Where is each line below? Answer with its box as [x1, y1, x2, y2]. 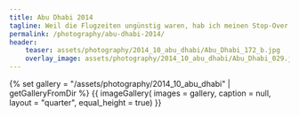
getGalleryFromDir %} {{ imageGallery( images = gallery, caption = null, [9, 88, 271, 98]
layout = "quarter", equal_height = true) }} [9, 97, 162, 107]
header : [9, 37, 38, 47]
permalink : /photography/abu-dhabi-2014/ [9, 29, 166, 38]
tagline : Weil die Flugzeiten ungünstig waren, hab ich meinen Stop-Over [9, 21, 289, 30]
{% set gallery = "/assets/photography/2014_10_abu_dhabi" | [9, 79, 231, 89]
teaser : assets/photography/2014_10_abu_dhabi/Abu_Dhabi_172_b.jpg [25, 46, 280, 55]
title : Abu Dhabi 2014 [9, 12, 93, 22]
